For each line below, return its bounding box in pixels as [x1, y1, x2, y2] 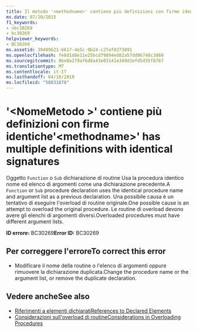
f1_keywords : [6, 19, 38, 25]
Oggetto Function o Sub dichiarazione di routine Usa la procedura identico [6, 174, 184, 181]
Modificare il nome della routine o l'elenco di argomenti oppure [14, 262, 167, 269]
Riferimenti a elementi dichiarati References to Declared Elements [14, 307, 172, 314]
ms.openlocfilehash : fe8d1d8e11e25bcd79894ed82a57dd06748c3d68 [6, 52, 164, 58]
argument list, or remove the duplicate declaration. [14, 274, 137, 281]
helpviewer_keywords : [6, 36, 59, 42]
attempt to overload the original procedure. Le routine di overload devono [6, 205, 184, 212]
